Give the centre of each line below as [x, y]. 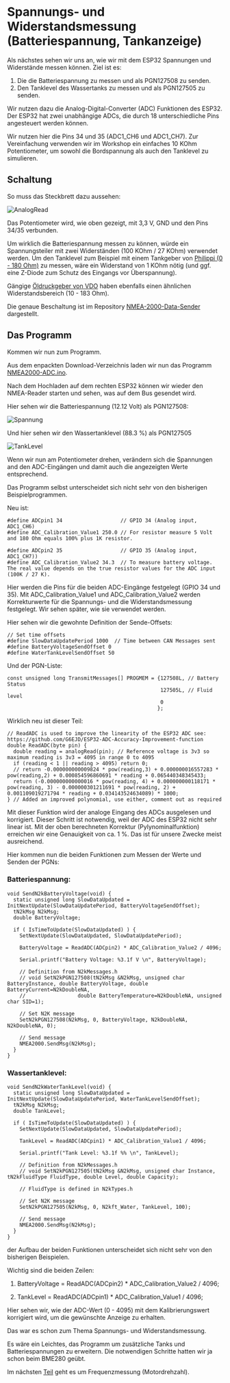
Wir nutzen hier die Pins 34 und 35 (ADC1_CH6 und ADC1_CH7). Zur [103, 136]
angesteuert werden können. [48, 123]
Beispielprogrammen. [37, 494]
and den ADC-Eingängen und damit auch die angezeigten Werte [98, 466]
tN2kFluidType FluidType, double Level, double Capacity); [93, 1177]
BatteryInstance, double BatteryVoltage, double [78, 984]
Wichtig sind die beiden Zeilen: [51, 1271]
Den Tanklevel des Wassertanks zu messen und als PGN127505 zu [111, 88]
